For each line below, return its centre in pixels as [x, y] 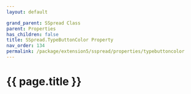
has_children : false [33, 34]
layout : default [27, 12]
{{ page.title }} [44, 81]
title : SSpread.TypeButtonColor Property [60, 40]
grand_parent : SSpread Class [43, 23]
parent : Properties [31, 29]
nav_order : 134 [26, 46]
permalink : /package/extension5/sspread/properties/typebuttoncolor [95, 52]
